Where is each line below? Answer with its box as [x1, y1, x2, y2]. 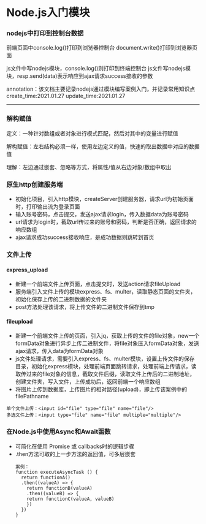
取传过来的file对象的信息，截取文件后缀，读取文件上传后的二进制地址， [15, 370, 195, 378]
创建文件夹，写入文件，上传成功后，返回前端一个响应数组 [15, 378, 161, 385]
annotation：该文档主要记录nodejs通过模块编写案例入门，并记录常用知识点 [6, 85, 196, 93]
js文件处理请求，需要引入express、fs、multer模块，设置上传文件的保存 [15, 355, 195, 362]
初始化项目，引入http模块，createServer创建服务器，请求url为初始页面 [15, 196, 194, 203]
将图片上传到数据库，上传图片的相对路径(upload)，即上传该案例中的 [15, 385, 188, 393]
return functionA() [21, 474, 71, 480]
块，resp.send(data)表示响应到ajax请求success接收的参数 [6, 72, 153, 80]
